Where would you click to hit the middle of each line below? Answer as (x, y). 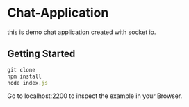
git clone (22, 70)
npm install (24, 76)
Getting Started (41, 54)
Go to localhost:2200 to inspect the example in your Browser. (95, 96)
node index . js (28, 83)
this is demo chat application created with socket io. (82, 32)
